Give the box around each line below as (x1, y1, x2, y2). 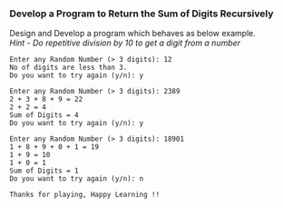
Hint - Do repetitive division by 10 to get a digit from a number (9, 37, 241, 48)
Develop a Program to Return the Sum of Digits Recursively (9, 7, 274, 20)
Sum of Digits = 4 (9, 111, 79, 120)
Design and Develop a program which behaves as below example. (9, 28, 256, 39)
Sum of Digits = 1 (9, 166, 79, 175)
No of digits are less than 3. (9, 63, 128, 73)
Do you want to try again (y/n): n (9, 174, 144, 183)
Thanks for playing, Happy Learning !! (9, 190, 161, 200)
